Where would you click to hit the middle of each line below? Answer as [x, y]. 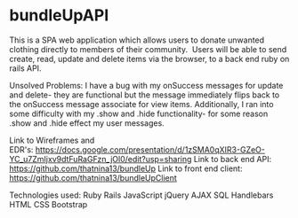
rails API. [25, 68]
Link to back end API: [233, 159]
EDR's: [21, 149]
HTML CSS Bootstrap [48, 204]
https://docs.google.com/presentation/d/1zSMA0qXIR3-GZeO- [150, 149]
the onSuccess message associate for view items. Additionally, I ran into [141, 104]
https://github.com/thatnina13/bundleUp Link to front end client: [126, 168]
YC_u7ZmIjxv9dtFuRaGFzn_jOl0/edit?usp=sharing [101, 159]
